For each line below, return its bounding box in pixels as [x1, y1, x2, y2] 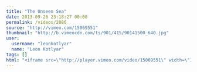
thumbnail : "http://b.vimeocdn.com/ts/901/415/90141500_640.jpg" [6, 30, 169, 36]
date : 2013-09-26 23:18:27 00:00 [6, 14, 88, 20]
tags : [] [6, 52, 28, 57]
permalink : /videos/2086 [6, 19, 67, 25]
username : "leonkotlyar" [11, 41, 72, 47]
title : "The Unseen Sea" [6, 8, 67, 15]
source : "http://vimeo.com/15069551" [6, 24, 98, 31]
